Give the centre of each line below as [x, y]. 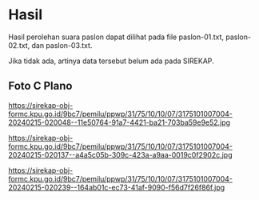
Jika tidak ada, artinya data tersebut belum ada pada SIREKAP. [111, 61]
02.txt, [19, 45]
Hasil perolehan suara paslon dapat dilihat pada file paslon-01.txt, [116, 37]
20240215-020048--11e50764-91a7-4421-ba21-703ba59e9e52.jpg [119, 122]
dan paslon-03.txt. [62, 45]
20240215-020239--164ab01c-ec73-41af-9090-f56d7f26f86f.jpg [117, 187]
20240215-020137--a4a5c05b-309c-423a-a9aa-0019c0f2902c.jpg [121, 154]
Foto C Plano [40, 86]
